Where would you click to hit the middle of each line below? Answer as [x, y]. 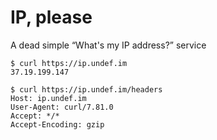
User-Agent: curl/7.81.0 [62, 107]
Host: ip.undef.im [48, 98]
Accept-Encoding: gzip [57, 124]
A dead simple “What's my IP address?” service [108, 45]
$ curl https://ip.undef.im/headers [86, 89]
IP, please [51, 17]
